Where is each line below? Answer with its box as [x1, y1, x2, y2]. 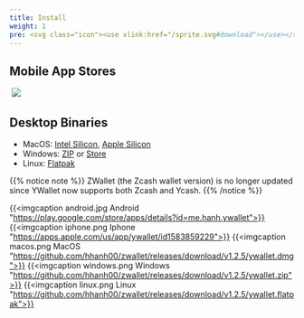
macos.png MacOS [9, 241, 81, 251]
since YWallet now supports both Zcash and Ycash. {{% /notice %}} [9, 185, 263, 195]
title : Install [9, 13, 67, 23]
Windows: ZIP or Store [22, 148, 107, 159]
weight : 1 [9, 22, 47, 31]
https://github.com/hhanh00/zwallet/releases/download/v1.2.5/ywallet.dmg [13, 250, 294, 261]
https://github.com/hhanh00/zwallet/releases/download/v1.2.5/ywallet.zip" [13, 270, 292, 280]
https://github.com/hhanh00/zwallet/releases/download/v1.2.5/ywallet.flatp [13, 289, 294, 299]
